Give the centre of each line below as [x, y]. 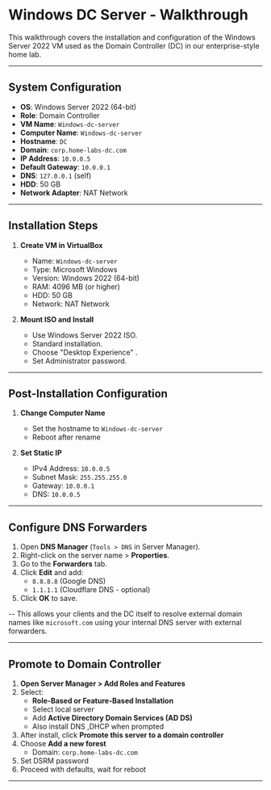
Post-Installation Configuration [88, 393]
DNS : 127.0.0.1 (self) [56, 175]
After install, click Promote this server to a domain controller [122, 735]
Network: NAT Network [71, 304]
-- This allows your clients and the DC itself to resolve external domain [125, 614]
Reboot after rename [66, 437]
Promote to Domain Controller [85, 664]
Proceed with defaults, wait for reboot [83, 769]
